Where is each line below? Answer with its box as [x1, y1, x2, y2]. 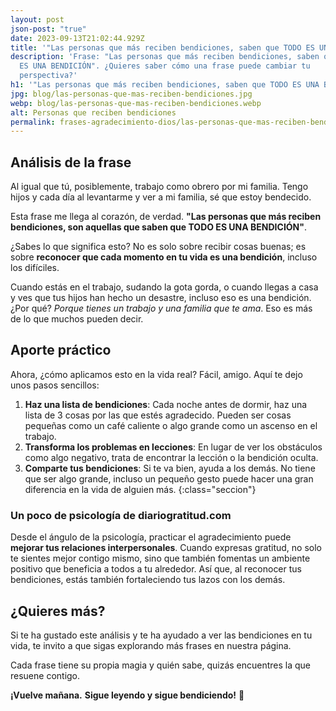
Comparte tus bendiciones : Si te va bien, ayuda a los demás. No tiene [24, 462, 316, 474]
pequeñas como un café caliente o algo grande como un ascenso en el [24, 419, 318, 431]
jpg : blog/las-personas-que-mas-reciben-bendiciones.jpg [10, 89, 253, 99]
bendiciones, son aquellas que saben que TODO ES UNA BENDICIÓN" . [10, 221, 308, 233]
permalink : [10, 117, 56, 127]
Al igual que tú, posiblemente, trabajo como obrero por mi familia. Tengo [10, 181, 309, 193]
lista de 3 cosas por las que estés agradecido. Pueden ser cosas [24, 409, 292, 421]
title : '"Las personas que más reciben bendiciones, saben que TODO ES [10, 42, 315, 53]
